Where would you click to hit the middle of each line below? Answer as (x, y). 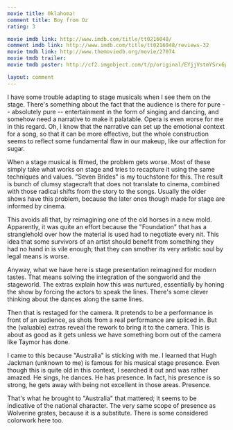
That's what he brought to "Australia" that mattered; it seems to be (102, 398)
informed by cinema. (37, 206)
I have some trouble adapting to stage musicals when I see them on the (109, 97)
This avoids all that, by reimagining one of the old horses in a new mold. (110, 220)
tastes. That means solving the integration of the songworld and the (104, 277)
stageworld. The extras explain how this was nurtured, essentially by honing (116, 284)
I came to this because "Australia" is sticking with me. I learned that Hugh (112, 355)
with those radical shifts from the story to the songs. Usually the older (107, 191)
